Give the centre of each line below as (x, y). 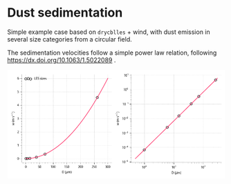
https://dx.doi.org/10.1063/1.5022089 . (62, 59)
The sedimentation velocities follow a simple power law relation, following (112, 53)
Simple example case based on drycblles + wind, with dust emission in (109, 32)
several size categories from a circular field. (70, 39)
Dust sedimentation (65, 13)
